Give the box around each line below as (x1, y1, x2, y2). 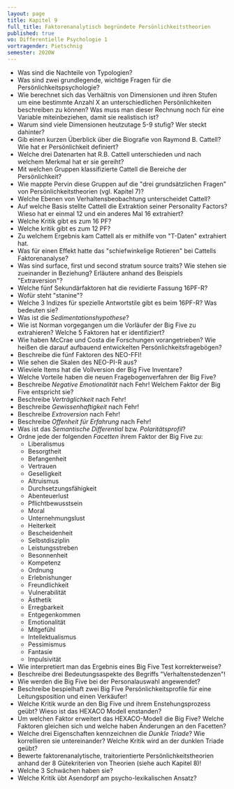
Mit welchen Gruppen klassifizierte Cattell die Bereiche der (17, 165, 187, 173)
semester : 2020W (7, 50, 54, 57)
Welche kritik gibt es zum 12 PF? (17, 224, 111, 233)
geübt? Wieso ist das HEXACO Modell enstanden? (17, 707, 162, 715)
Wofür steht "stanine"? (17, 291, 83, 299)
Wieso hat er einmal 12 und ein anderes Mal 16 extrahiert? (17, 209, 184, 217)
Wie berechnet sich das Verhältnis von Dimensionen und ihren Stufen (17, 90, 218, 99)
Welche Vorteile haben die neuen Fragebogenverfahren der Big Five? (17, 372, 217, 381)
